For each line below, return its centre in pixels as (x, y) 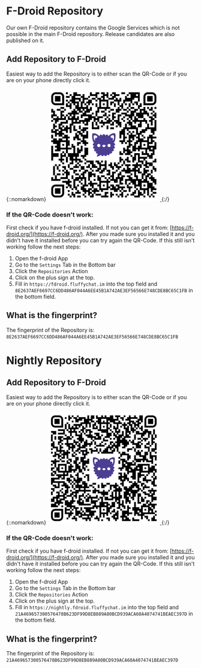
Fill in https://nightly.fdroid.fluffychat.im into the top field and (97, 607)
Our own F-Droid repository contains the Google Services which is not (93, 28)
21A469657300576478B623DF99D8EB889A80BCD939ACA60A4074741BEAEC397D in (104, 614)
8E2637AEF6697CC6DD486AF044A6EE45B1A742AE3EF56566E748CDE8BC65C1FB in (104, 290)
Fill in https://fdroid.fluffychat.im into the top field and (86, 284)
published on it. (25, 40)
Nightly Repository (54, 361)
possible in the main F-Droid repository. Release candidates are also (91, 34)
